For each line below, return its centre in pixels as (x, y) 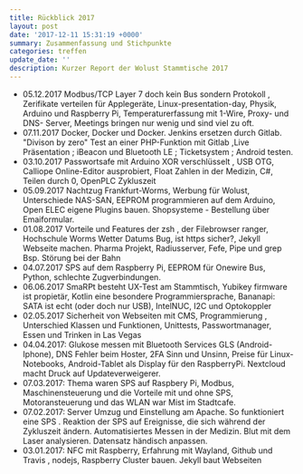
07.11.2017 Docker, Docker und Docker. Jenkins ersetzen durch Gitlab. (152, 132)
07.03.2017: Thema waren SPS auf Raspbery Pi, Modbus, (128, 382)
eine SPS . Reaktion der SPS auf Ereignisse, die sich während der (144, 421)
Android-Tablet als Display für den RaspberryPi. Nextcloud (177, 363)
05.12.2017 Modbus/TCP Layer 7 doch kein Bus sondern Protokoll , (146, 94)
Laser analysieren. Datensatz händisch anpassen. (115, 440)
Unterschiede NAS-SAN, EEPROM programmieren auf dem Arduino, (149, 199)
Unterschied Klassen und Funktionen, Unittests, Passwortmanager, (147, 325)
